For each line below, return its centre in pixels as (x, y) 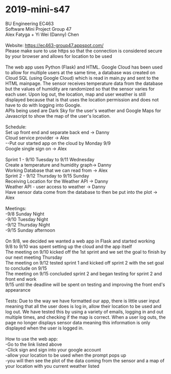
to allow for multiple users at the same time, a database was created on (80, 72)
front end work (21, 279)
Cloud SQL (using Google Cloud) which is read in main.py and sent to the (82, 78)
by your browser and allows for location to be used (59, 56)
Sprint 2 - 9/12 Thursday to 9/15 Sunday (47, 175)
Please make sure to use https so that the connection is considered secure (84, 51)
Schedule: (16, 127)
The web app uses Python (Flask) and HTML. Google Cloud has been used (84, 67)
